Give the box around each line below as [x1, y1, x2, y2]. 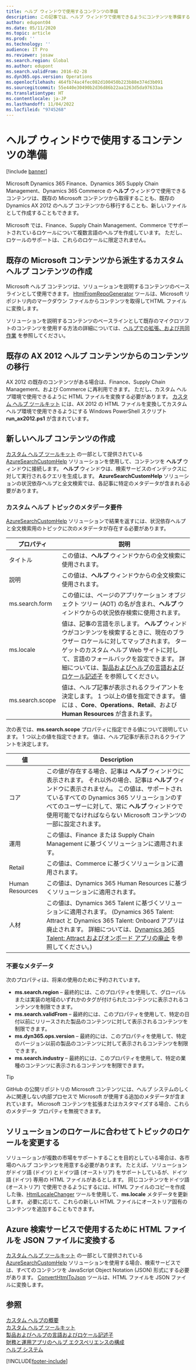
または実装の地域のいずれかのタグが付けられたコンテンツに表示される [14, 996, 184, 1003]
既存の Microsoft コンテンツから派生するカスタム [6, 255, 184, 265]
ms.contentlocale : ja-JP [6, 95, 66, 101]
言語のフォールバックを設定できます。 [72, 655, 178, 663]
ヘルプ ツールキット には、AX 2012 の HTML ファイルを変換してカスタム [12, 400, 187, 407]
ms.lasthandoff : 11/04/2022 [6, 101, 75, 107]
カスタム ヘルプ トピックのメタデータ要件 [6, 503, 123, 511]
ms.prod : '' [6, 36, 35, 42]
